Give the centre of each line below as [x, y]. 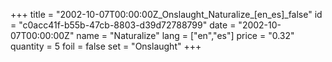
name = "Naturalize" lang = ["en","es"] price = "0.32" [185, 35]
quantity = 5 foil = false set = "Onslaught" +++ [106, 46]
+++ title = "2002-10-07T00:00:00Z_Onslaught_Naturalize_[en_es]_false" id [166, 14]
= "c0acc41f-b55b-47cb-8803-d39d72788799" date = [123, 25]
